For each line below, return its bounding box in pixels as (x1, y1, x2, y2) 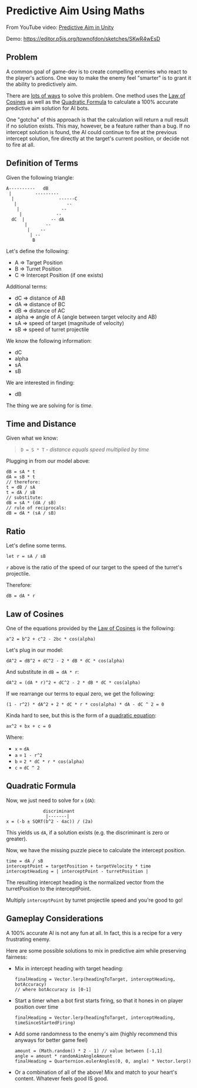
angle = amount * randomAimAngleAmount (14, 1053, 113, 1059)
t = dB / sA (6, 485, 35, 491)
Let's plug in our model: (6, 647, 64, 654)
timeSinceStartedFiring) (14, 1019, 76, 1026)
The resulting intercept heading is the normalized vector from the (6, 879, 164, 886)
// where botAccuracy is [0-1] (14, 986, 92, 992)
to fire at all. (6, 141, 35, 148)
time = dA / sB (6, 858, 44, 864)
